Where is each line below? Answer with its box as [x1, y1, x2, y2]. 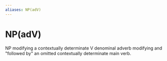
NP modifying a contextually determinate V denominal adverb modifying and [5, 45, 163, 51]
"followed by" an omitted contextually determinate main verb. [5, 50, 131, 56]
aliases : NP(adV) [5, 7, 41, 12]
